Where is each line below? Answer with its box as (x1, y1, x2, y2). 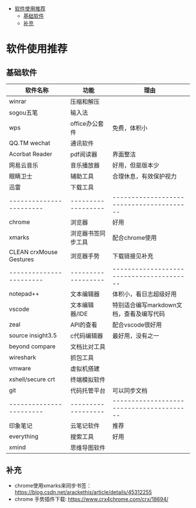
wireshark (9, 353, 36, 361)
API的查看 (70, 321, 97, 329)
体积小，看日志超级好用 (112, 290, 177, 298)
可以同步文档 (112, 387, 148, 394)
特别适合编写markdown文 (112, 301, 183, 309)
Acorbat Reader (9, 150, 52, 158)
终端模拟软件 (70, 376, 106, 383)
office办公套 (70, 119, 104, 128)
